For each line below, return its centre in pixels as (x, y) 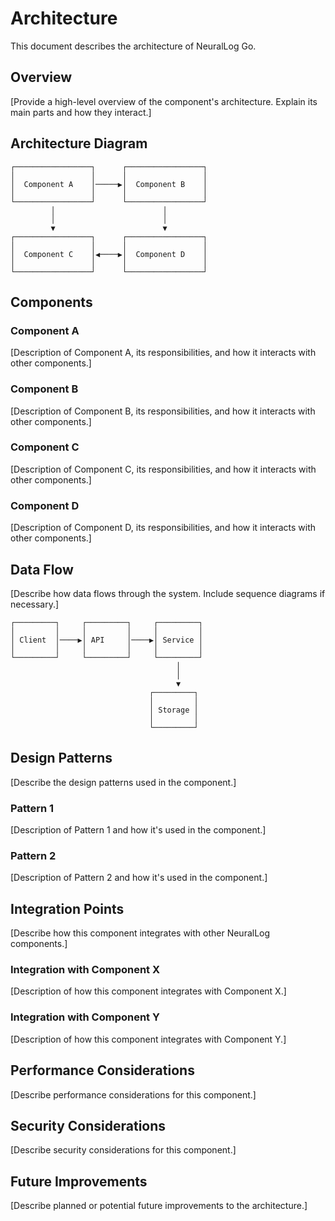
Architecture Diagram (79, 143)
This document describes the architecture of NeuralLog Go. (133, 46)
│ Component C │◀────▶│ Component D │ (109, 254)
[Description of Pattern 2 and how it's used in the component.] (139, 878)
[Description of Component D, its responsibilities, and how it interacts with (163, 528)
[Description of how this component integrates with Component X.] (148, 991)
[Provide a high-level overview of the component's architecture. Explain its (164, 101)
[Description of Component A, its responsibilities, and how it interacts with (163, 353)
